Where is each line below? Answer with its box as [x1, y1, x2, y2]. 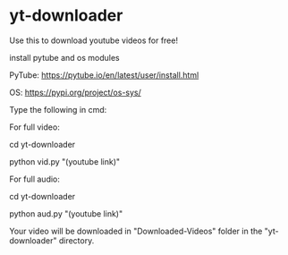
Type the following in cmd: [9, 104, 107, 115]
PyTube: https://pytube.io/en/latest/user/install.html [9, 69, 199, 81]
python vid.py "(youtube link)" [9, 156, 121, 166]
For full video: [9, 122, 60, 132]
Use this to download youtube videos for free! [9, 35, 179, 46]
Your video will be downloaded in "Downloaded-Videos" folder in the [9, 225, 263, 236]
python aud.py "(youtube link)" [9, 208, 123, 219]
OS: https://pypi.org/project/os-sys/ [9, 87, 141, 98]
